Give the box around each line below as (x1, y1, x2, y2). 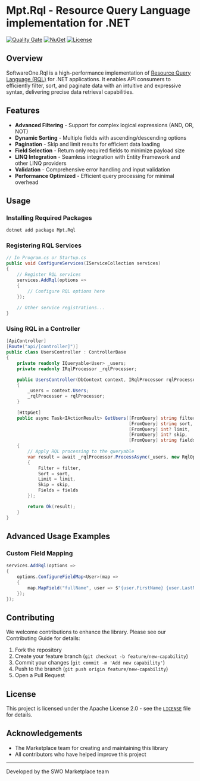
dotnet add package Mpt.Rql (6, 227, 76, 233)
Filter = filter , (37, 465, 82, 471)
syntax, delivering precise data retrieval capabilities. (6, 88, 134, 96)
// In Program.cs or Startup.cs (6, 255, 86, 261)
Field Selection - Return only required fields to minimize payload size (14, 147, 185, 154)
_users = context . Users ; (27, 388, 89, 394)
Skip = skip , (37, 482, 70, 488)
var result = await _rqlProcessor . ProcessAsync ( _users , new (27, 454, 180, 460)
